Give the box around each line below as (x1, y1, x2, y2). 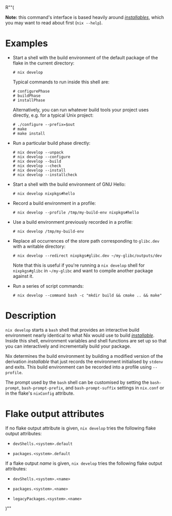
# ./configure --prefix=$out (12, 122, 75, 127)
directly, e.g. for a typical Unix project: (12, 112, 94, 118)
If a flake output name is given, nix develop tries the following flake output (5, 460, 162, 466)
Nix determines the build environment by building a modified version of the (5, 353, 163, 359)
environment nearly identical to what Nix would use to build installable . (5, 332, 155, 338)
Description (5, 310, 56, 321)
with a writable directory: (12, 243, 66, 249)
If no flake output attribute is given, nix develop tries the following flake (5, 425, 156, 431)
